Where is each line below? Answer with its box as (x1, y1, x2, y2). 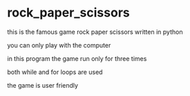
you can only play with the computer (7, 41, 111, 49)
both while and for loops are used (7, 68, 103, 76)
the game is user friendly (7, 81, 78, 89)
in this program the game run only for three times (7, 54, 147, 63)
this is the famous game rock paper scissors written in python (7, 28, 183, 36)
